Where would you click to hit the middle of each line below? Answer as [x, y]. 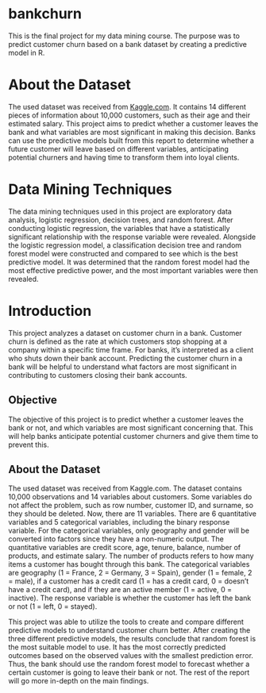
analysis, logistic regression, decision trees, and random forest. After [121, 220]
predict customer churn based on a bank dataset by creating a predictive [128, 44]
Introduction [50, 311]
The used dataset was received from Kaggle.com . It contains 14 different [127, 106]
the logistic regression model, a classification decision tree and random [125, 245]
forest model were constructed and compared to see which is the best [123, 253]
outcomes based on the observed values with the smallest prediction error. [131, 656]
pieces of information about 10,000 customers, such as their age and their [129, 115]
